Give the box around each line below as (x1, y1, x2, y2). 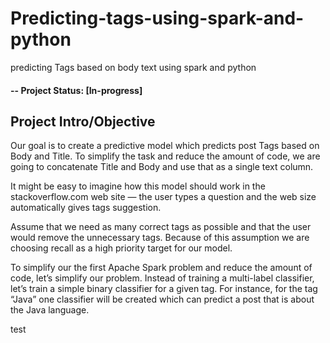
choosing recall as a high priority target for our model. (10, 242, 233, 254)
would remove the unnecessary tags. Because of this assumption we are (10, 232, 310, 244)
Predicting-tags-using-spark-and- (10, 7, 305, 30)
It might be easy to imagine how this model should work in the (10, 180, 266, 192)
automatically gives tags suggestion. (10, 202, 162, 214)
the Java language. (10, 304, 90, 316)
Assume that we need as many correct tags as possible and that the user (10, 221, 312, 233)
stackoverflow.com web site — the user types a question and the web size (10, 191, 317, 203)
